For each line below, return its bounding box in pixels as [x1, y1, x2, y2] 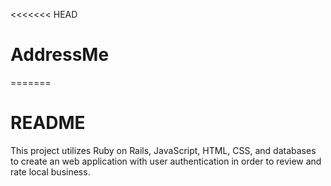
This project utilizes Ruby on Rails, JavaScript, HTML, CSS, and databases [10, 144, 317, 156]
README [10, 112, 86, 134]
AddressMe [10, 44, 110, 66]
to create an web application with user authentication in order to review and [10, 155, 322, 167]
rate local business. [10, 165, 91, 178]
